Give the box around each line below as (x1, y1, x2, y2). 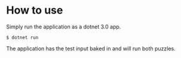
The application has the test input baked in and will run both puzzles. (6, 45, 176, 52)
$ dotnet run (6, 34, 39, 40)
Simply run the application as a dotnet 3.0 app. (6, 23, 121, 30)
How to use (6, 4, 63, 17)
